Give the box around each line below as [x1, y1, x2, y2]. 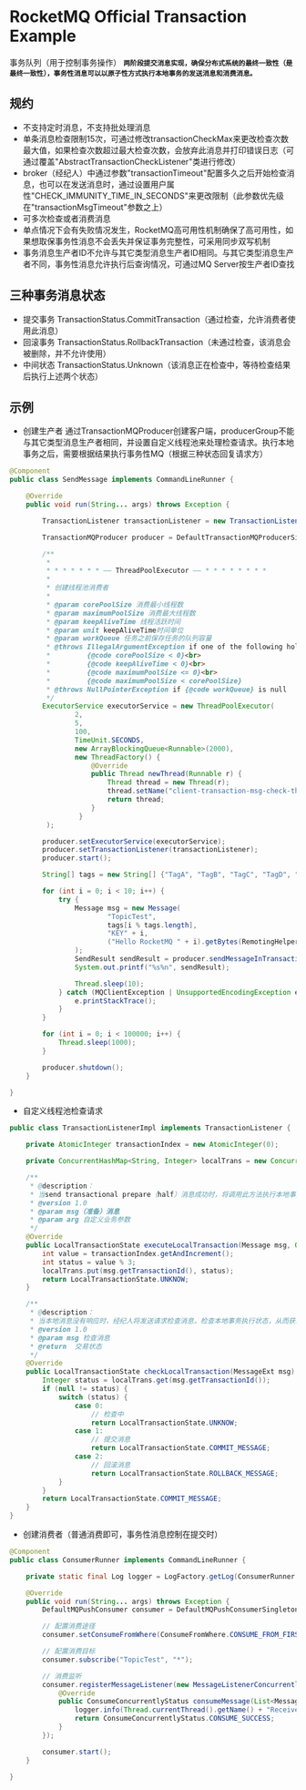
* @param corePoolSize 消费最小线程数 [46, 599, 184, 609]
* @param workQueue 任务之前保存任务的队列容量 [46, 634, 212, 643]
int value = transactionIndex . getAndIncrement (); [42, 1249, 234, 1258]
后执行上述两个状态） [22, 371, 103, 382]
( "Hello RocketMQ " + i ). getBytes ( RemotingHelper [107, 937, 300, 946]
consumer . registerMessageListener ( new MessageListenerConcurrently [42, 1680, 303, 1689]
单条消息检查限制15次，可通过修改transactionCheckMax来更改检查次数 [22, 133, 290, 144]
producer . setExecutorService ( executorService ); [42, 836, 226, 846]
